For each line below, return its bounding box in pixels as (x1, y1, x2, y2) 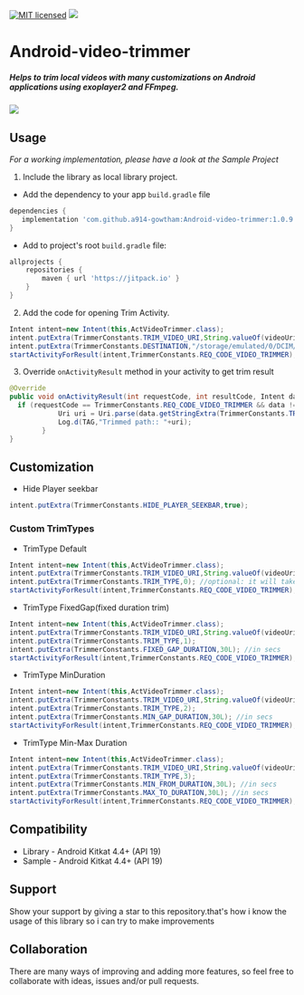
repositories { (25, 265, 83, 275)
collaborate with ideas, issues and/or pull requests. (9, 975, 200, 986)
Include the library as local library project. (22, 171, 178, 182)
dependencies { (9, 206, 67, 215)
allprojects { (9, 257, 63, 266)
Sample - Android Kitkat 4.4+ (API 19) (22, 856, 163, 866)
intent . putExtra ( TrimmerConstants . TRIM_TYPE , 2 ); (9, 704, 196, 713)
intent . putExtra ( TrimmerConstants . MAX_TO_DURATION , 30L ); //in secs (9, 789, 270, 798)
